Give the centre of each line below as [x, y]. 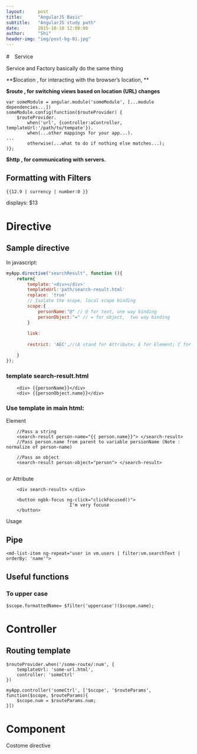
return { [26, 279]
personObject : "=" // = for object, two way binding [104, 317]
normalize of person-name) [39, 447]
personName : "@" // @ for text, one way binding [97, 311]
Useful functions [37, 577]
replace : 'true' [47, 295]
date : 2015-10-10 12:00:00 [47, 28]
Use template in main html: [45, 408]
